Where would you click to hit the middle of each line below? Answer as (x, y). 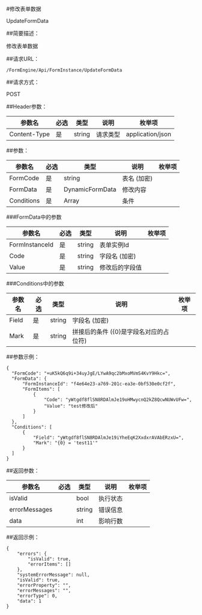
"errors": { (32, 554)
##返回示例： (23, 537)
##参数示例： (23, 357)
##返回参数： (23, 470)
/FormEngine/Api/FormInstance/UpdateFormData (64, 70)
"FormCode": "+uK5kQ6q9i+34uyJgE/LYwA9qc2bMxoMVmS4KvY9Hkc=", (91, 373)
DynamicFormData (90, 189)
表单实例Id (114, 245)
